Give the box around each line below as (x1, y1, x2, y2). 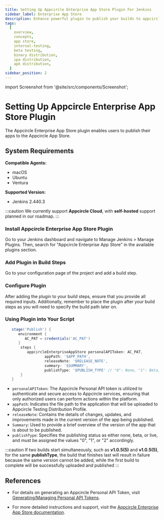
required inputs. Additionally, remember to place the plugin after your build (5, 299, 155, 304)
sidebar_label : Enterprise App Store (5, 12, 82, 17)
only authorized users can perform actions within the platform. (12, 396, 138, 402)
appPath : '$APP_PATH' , (44, 354, 91, 359)
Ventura (12, 180, 28, 185)
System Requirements (5, 147, 74, 155)
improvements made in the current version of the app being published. (12, 417, 154, 422)
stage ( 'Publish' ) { (11, 327, 51, 332)
